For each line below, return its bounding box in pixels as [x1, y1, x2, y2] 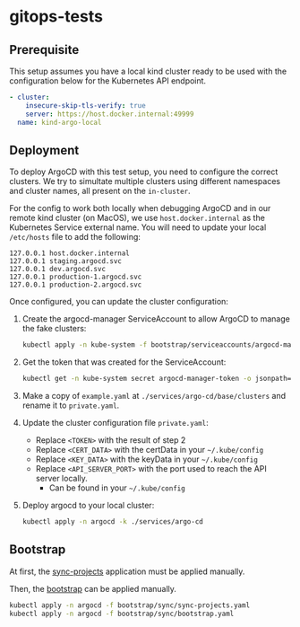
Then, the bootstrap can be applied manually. [9, 583, 177, 594]
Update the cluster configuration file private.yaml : [21, 418, 209, 428]
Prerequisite [9, 42, 80, 57]
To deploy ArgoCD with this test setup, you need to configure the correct [9, 166, 279, 177]
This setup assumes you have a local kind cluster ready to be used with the [9, 66, 287, 76]
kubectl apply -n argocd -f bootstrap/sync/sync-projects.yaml [9, 600, 251, 610]
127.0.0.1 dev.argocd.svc [9, 265, 106, 274]
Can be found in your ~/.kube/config [48, 482, 185, 493]
